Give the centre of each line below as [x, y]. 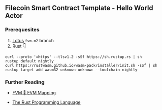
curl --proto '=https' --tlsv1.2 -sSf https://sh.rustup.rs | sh [73, 57]
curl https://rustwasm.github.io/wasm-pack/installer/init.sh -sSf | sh [81, 65]
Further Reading [25, 82]
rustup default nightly [30, 61]
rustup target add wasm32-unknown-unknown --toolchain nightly [71, 70]
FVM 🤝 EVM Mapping [34, 92]
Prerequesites [22, 30]
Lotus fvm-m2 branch [33, 40]
